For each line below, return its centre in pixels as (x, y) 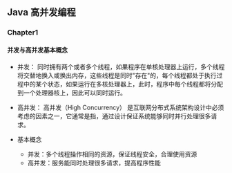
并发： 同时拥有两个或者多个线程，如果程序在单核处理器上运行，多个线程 (121, 66)
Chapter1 (23, 33)
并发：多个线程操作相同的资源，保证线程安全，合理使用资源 (112, 154)
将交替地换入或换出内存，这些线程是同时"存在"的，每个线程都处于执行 (117, 75)
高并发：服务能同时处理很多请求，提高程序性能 (94, 163)
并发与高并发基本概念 (37, 50)
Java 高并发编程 (41, 12)
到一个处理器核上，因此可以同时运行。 (71, 93)
